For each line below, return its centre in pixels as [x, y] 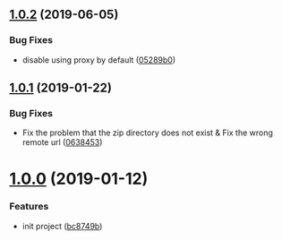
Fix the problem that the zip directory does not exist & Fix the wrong [147, 133]
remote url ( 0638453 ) [62, 142]
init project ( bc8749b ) [62, 226]
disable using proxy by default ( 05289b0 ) [99, 60]
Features [29, 207]
